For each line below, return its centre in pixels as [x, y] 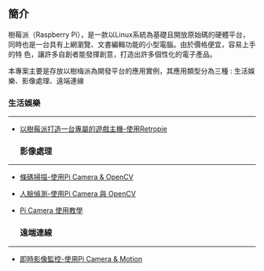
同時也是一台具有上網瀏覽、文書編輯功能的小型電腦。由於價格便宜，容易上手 [132, 44]
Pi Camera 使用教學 [51, 211]
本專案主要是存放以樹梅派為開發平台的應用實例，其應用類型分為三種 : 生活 [128, 71]
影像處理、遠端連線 [53, 80]
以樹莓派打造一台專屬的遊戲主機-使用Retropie [93, 129]
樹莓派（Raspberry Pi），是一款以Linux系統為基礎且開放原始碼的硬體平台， [129, 35]
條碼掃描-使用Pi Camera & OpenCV [76, 177]
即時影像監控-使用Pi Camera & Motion [81, 258]
